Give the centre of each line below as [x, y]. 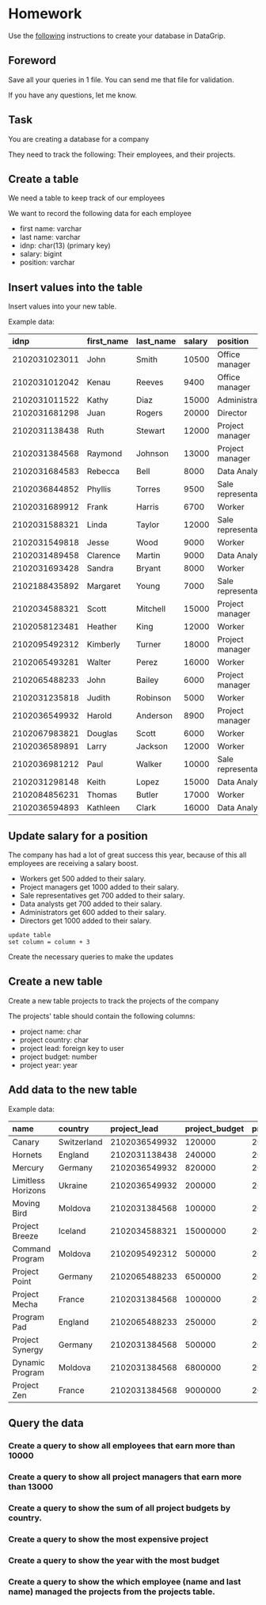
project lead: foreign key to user [72, 1048]
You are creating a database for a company [79, 138]
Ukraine [73, 1186]
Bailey [147, 680]
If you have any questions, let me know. [72, 95]
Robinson [154, 698]
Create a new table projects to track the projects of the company [114, 1000]
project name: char [50, 1031]
